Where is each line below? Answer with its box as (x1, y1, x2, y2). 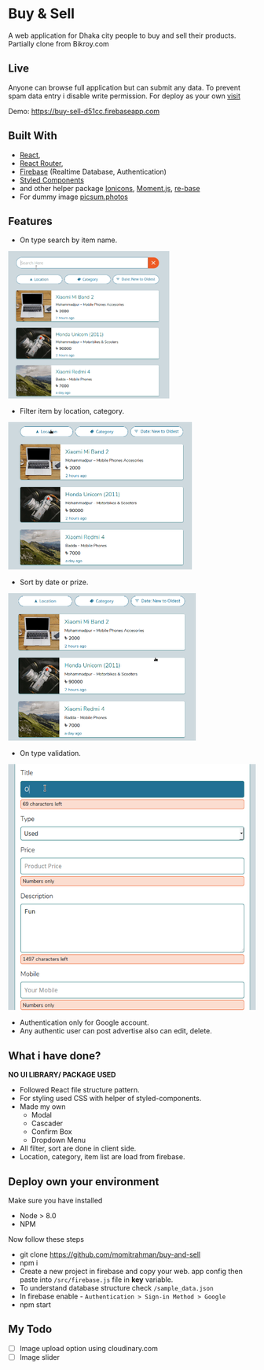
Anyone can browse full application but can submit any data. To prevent (8, 83, 241, 92)
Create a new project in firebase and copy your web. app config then (19, 1267, 244, 1276)
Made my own (19, 1102, 66, 1111)
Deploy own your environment (8, 1175, 159, 1188)
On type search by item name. (19, 235, 118, 245)
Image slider (19, 1352, 60, 1361)
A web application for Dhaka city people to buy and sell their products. (8, 31, 236, 40)
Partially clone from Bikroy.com (8, 39, 110, 48)
